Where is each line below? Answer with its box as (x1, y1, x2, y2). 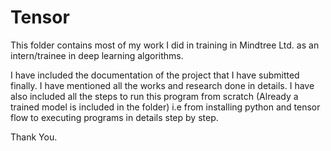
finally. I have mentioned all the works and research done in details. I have (10, 79, 315, 91)
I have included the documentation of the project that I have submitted (10, 69, 300, 81)
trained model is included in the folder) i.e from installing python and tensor (10, 101, 321, 113)
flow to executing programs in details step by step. (10, 111, 219, 123)
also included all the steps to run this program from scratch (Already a (10, 90, 299, 102)
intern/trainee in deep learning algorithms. (10, 49, 184, 61)
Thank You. (10, 131, 58, 143)
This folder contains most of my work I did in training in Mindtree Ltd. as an (10, 39, 320, 51)
